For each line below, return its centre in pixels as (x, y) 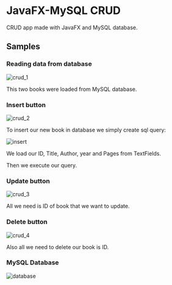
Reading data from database (49, 64)
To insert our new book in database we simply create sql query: (86, 130)
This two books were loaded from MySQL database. (72, 89)
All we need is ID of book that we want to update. (68, 206)
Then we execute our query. (42, 165)
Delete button (27, 222)
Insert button (26, 105)
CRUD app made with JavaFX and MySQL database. (72, 27)
